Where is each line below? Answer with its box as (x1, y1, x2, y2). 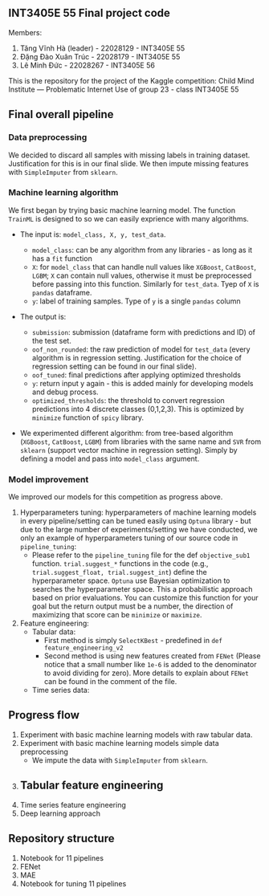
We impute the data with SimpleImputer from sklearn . (31, 755, 209, 765)
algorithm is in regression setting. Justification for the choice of (31, 352, 243, 362)
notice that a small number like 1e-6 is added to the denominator (43, 660, 257, 670)
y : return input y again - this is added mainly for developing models (31, 378, 254, 388)
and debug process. (31, 387, 99, 397)
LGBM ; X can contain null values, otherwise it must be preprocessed (31, 271, 252, 280)
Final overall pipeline (8, 108, 114, 121)
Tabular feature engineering (19, 779, 164, 792)
